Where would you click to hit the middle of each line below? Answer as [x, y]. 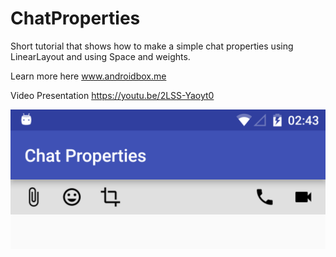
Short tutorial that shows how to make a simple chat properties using [152, 46]
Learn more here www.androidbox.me [88, 76]
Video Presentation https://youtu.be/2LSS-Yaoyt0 [112, 95]
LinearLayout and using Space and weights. [100, 56]
